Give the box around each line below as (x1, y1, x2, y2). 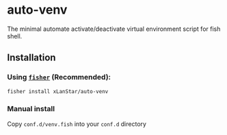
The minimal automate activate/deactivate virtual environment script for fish (7, 25, 221, 33)
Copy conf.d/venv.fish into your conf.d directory (7, 119, 147, 128)
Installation (7, 52, 56, 64)
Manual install (7, 104, 55, 114)
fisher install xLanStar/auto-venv (7, 88, 109, 95)
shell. (7, 32, 23, 40)
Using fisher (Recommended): (7, 73, 111, 82)
